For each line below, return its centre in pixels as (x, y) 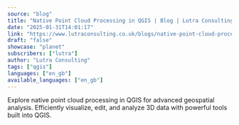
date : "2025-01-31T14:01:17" (51, 27)
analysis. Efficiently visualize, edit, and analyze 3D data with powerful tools (117, 108)
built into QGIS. (30, 115)
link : (15, 34)
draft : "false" (30, 40)
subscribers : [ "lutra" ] (43, 54)
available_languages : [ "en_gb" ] (55, 80)
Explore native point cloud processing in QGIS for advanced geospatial (111, 100)
